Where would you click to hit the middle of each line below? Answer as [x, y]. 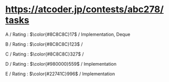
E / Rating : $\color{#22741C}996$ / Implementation [60, 74]
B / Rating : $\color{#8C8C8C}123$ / [44, 44]
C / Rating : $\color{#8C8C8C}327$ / [45, 54]
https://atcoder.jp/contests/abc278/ [84, 9]
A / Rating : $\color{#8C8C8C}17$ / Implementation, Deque [68, 34]
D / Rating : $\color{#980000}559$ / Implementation [61, 64]
